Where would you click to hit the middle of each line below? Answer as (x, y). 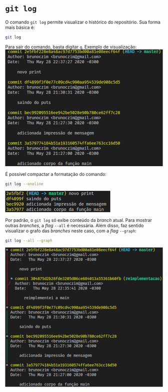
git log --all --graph (29, 240)
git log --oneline (24, 184)
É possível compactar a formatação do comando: (56, 174)
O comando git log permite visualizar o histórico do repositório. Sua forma (83, 22)
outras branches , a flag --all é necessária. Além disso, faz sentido (74, 225)
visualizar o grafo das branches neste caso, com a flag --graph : (71, 231)
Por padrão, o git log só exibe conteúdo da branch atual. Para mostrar (79, 220)
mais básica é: (20, 27)
